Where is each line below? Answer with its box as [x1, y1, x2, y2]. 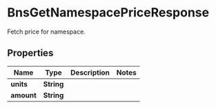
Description [70, 67, 110, 77]
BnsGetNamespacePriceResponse [7, 5, 209, 21]
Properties [7, 47, 54, 59]
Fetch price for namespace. [7, 27, 86, 36]
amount [10, 90, 37, 100]
